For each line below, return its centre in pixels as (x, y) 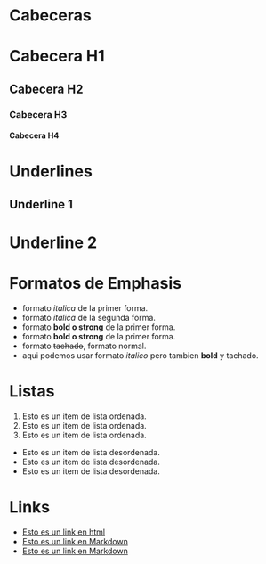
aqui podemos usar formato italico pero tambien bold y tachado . (141, 355)
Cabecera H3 (38, 114)
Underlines (51, 172)
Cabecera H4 (34, 135)
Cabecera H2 (46, 89)
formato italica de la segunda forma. (89, 317)
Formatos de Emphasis (96, 284)
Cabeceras (50, 16)
